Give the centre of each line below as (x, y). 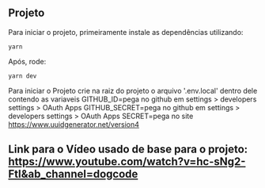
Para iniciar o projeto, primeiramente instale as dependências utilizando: (126, 32)
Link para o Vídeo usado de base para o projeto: (128, 150)
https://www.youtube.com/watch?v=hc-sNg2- (127, 162)
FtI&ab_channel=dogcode (73, 174)
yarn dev (23, 76)
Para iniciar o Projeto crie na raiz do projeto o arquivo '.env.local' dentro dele (133, 90)
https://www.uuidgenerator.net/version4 (74, 124)
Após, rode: (27, 61)
